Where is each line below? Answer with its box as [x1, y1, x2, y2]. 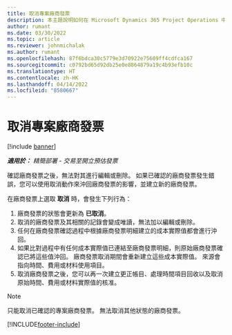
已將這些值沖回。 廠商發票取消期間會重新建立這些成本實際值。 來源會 [23, 253, 221, 261]
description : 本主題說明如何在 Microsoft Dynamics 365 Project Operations [7, 17, 219, 23]
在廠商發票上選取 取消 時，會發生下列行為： [7, 195, 132, 203]
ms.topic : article [7, 36, 60, 43]
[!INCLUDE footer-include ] [7, 320, 81, 329]
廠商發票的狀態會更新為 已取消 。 [17, 209, 110, 218]
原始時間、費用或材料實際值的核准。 [17, 278, 121, 287]
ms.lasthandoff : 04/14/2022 [7, 81, 88, 88]
